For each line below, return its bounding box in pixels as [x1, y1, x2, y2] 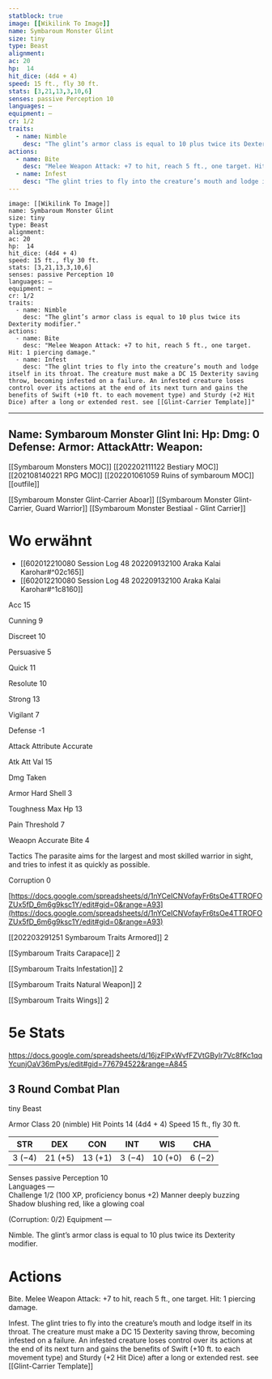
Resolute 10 [8, 678, 47, 688]
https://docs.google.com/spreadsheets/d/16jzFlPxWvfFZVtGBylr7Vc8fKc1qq [8, 1050, 263, 1060]
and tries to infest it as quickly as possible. [8, 859, 151, 869]
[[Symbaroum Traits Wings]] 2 [8, 995, 109, 1005]
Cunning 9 [8, 615, 43, 625]
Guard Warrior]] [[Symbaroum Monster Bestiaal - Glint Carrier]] [35, 503, 246, 513]
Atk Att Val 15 [8, 756, 53, 766]
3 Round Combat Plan [8, 1082, 120, 1096]
